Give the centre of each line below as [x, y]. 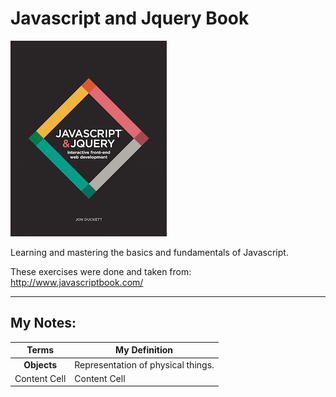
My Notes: [43, 323]
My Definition [144, 350]
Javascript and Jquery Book [130, 18]
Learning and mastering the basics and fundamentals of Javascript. [149, 252]
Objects [40, 364]
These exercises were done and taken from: [101, 271]
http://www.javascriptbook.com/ [77, 282]
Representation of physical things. [144, 364]
